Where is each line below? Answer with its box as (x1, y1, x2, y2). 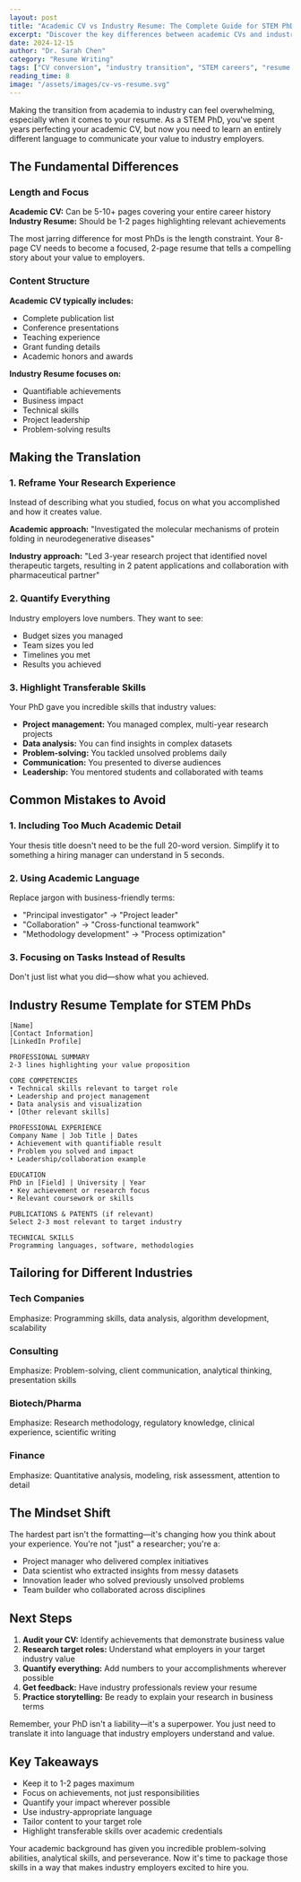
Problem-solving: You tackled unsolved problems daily (21, 747, 228, 758)
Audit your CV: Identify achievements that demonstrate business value (21, 1634, 285, 1645)
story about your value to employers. (9, 252, 145, 263)
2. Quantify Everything (9, 592, 110, 605)
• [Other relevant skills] (9, 1107, 110, 1116)
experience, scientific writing (9, 1427, 116, 1438)
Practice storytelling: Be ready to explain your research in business (21, 1692, 273, 1703)
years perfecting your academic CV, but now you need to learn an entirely (9, 123, 282, 135)
